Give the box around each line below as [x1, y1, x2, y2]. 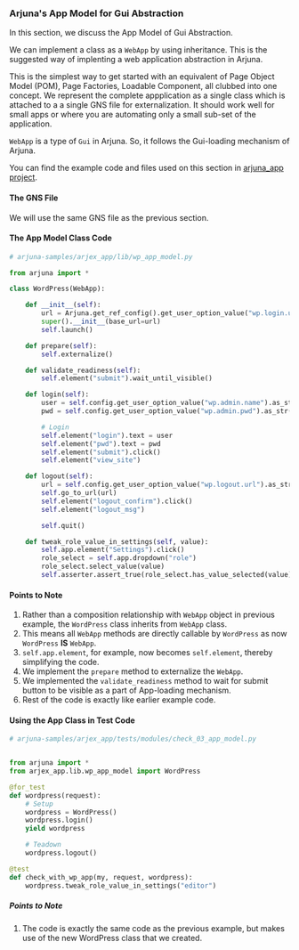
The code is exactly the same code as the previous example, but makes [21, 922, 285, 933]
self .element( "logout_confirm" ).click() [41, 497, 193, 506]
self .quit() [41, 521, 86, 530]
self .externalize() [41, 350, 114, 359]
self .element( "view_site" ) [41, 456, 141, 465]
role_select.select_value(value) [41, 562, 166, 572]
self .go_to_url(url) [41, 489, 117, 498]
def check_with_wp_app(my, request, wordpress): [9, 873, 193, 881]
